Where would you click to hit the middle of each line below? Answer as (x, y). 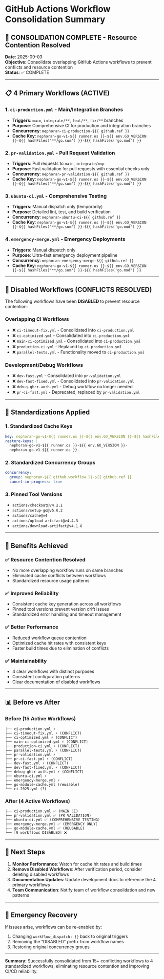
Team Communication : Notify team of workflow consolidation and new (84, 890)
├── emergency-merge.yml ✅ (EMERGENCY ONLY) (51, 824)
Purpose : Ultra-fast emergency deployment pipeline (65, 255)
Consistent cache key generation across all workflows (66, 604)
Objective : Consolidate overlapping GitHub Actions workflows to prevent (79, 62)
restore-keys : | (21, 441)
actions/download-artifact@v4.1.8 (47, 526)
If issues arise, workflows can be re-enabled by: (53, 927)
